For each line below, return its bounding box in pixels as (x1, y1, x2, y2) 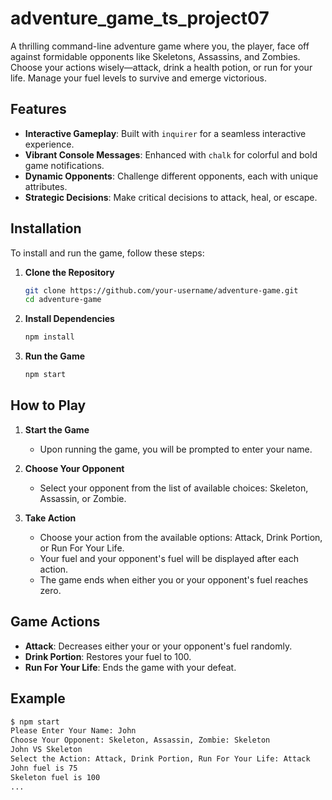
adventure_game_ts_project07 (10, 7, 270, 30)
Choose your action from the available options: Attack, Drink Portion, (39, 531, 323, 543)
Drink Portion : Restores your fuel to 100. (24, 650, 192, 662)
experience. (24, 138, 75, 150)
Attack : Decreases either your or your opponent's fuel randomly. (24, 640, 293, 652)
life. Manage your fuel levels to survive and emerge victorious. (10, 72, 268, 84)
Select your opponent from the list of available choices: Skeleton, (39, 482, 309, 494)
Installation (10, 220, 82, 237)
